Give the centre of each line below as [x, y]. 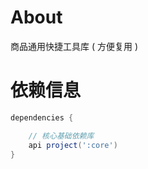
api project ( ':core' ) [73, 145]
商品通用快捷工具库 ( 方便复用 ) [74, 46]
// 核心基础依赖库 [61, 136]
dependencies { [42, 117]
